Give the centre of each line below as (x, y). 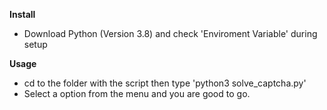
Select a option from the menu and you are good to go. (137, 93)
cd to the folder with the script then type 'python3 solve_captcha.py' (165, 83)
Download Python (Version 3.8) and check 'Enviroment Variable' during (170, 33)
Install (22, 14)
